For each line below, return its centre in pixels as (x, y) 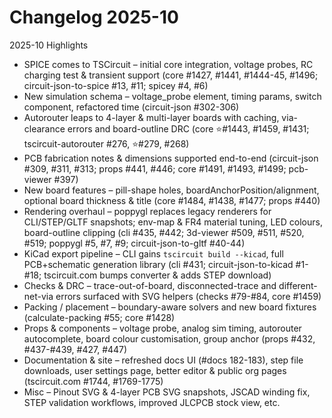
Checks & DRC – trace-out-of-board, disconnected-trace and (150, 285)
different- (298, 285)
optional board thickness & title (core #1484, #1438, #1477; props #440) (172, 200)
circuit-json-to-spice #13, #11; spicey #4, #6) (116, 85)
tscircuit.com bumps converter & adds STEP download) (157, 275)
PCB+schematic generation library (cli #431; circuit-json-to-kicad (158, 264)
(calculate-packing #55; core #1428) (99, 317)
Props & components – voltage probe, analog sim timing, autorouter (162, 328)
